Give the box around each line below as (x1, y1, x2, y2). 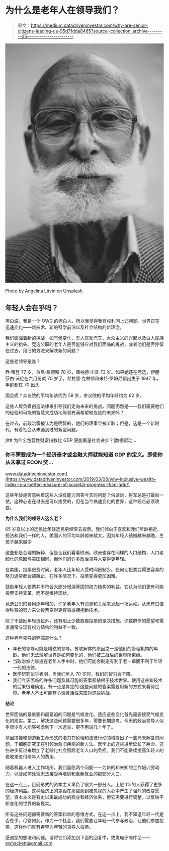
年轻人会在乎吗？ (5, 304, 58, 312)
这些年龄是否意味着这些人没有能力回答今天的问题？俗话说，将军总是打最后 (5, 491, 159, 498)
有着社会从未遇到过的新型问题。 (14, 427, 80, 433)
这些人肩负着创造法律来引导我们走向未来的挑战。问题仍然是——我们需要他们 (5, 403, 164, 410)
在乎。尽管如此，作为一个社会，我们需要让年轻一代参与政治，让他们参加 (9, 817, 159, 823)
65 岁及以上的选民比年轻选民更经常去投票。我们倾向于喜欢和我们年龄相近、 (5, 526, 162, 532)
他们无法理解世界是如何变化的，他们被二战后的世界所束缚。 (21, 652, 145, 658)
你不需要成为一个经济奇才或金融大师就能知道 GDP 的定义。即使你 (5, 451, 163, 458)
